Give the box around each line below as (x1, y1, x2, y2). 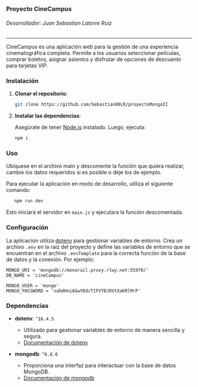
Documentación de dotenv (23, 339, 88, 346)
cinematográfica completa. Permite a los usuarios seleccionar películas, (6, 50, 181, 57)
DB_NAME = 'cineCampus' (6, 272, 65, 278)
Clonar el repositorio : (14, 90, 68, 97)
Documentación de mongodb (23, 374, 95, 381)
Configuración (6, 223, 49, 232)
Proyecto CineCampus (6, 5, 72, 13)
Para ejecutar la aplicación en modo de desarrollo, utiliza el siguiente (6, 180, 173, 187)
